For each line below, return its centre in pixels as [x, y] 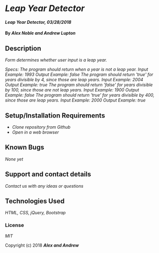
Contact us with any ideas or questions [44, 186]
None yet [14, 159]
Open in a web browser [35, 132]
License [15, 225]
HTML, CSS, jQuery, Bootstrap [35, 213]
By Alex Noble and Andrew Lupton [40, 33]
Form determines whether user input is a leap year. [56, 60]
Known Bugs [25, 147]
